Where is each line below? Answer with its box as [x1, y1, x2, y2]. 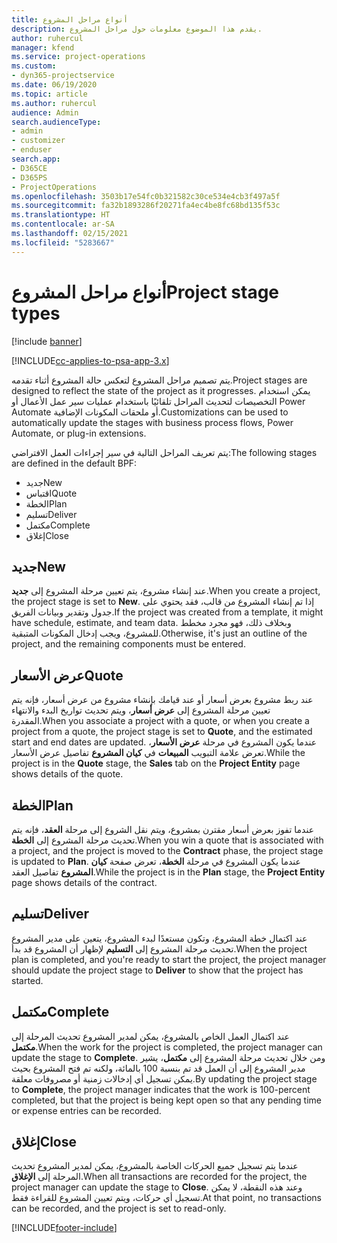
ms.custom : [11, 61, 57, 71]
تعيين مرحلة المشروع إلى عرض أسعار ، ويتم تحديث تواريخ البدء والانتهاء [11, 704, 271, 716]
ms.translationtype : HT [11, 210, 111, 220]
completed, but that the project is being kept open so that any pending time [11, 1094, 323, 1106]
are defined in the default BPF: [11, 457, 138, 469]
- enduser [11, 145, 53, 155]
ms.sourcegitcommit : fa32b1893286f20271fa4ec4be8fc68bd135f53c [11, 201, 281, 211]
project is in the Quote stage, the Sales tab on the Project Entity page [11, 757, 301, 770]
